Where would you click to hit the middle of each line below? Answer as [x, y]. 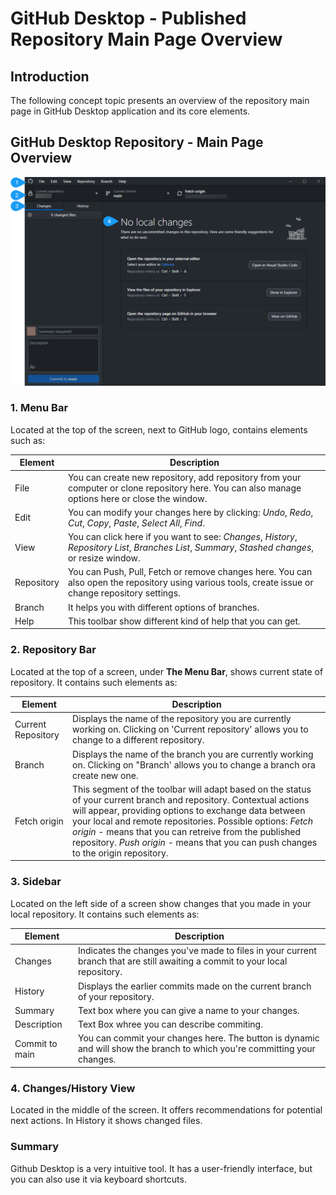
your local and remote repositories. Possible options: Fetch [192, 821]
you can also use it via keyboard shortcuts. [98, 1179]
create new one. [105, 775]
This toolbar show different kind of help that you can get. [184, 621]
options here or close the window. [137, 498]
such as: [28, 440]
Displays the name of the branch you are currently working [193, 754]
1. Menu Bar [39, 408]
